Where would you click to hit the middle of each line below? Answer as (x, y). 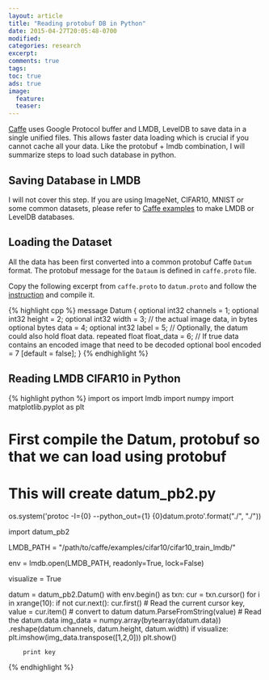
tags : (17, 69)
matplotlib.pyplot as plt (46, 407)
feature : (30, 99)
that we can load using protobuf (118, 456)
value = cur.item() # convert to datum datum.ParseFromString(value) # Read (135, 611)
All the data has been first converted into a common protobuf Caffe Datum (130, 262)
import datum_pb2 (39, 531)
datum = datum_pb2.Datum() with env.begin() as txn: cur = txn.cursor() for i (134, 594)
